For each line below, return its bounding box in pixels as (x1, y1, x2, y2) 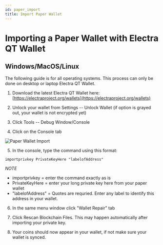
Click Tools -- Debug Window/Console (12, 119, 90, 125)
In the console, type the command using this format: (12, 147, 118, 153)
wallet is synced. (12, 234, 46, 240)
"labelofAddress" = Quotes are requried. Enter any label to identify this (12, 190, 155, 196)
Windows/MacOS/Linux (5, 62, 80, 71)
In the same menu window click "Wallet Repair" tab (12, 205, 115, 211)
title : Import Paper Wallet (5, 12, 62, 17)
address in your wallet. (12, 195, 58, 201)
